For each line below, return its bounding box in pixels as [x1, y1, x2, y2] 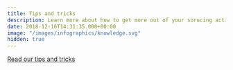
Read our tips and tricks [7, 55, 76, 63]
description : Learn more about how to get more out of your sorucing [7, 17, 213, 24]
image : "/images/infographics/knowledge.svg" [7, 29, 141, 37]
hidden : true [7, 36, 45, 43]
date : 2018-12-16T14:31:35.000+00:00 [7, 23, 116, 30]
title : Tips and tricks [7, 10, 76, 17]
